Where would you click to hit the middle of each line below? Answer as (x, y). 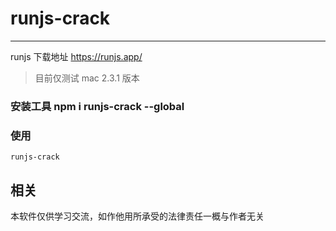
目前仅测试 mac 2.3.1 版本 (87, 78)
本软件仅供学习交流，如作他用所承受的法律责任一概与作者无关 (137, 216)
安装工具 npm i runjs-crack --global (97, 106)
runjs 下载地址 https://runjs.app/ (76, 56)
